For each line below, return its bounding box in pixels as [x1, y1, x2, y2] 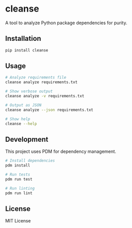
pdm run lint [5, 190, 33, 196]
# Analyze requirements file [5, 75, 67, 80]
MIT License [5, 218, 31, 224]
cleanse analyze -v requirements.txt [5, 94, 85, 99]
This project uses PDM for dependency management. [5, 148, 116, 154]
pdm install [5, 163, 30, 168]
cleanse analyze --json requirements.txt [5, 107, 94, 112]
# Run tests [5, 172, 30, 177]
